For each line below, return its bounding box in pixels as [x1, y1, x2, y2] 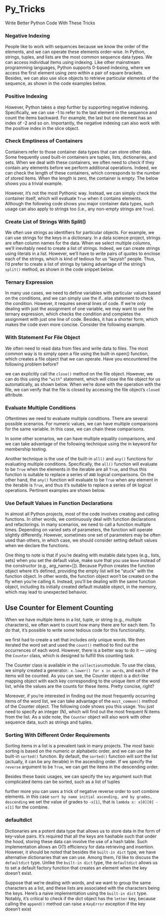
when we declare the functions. [5, 543, 70, 549]
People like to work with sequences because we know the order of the [5, 44, 149, 50]
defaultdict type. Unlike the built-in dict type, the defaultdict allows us [5, 859, 158, 865]
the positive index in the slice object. [5, 125, 80, 131]
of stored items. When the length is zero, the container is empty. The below [5, 175, 159, 181]
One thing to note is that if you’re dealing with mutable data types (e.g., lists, [5, 552, 161, 558]
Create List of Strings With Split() [5, 218, 86, 225]
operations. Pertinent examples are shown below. [5, 488, 106, 493]
